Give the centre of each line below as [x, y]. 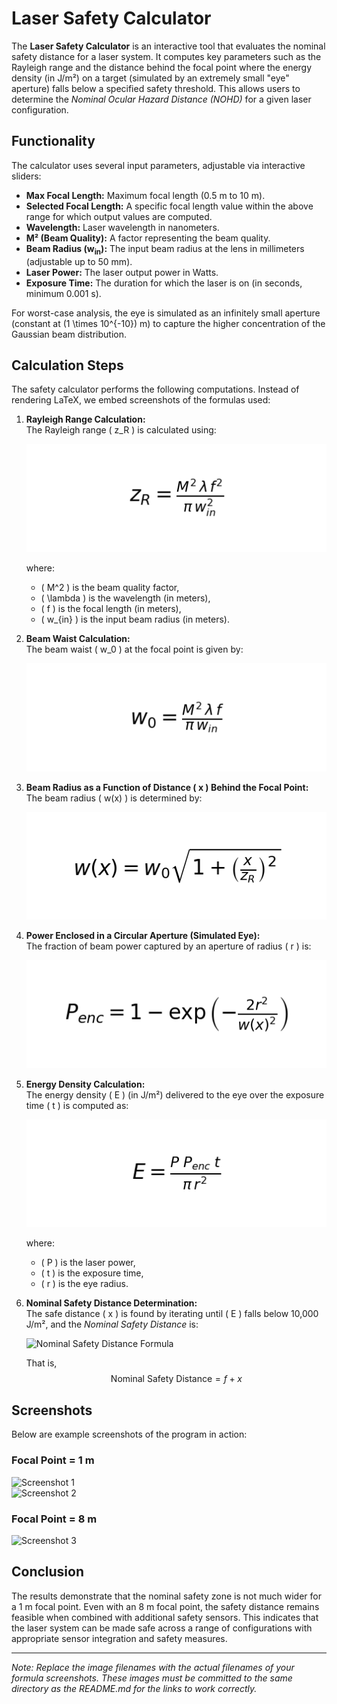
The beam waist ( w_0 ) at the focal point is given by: [134, 649]
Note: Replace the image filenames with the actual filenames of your [153, 1667]
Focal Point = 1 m [53, 1460]
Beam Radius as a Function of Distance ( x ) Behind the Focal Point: [167, 787]
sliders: [26, 176]
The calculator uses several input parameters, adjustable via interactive [158, 165]
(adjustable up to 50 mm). [79, 261]
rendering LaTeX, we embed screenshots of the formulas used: [141, 400]
